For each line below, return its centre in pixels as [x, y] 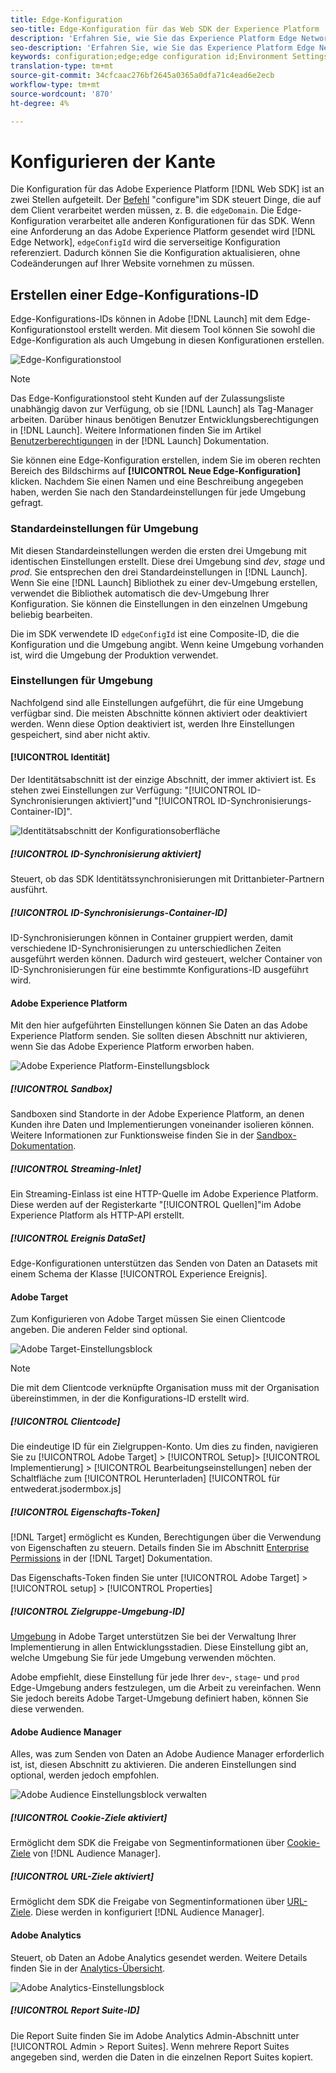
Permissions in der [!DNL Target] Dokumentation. [111, 1558]
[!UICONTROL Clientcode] [65, 1421]
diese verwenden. [47, 1709]
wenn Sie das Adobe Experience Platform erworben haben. [132, 1047]
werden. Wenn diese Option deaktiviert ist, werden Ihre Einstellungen [152, 723]
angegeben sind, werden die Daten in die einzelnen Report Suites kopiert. [162, 2057]
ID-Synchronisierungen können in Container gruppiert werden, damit [152, 937]
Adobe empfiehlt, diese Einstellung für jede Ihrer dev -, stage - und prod [155, 1677]
